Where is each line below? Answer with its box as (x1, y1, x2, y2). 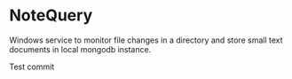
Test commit (9, 61, 55, 72)
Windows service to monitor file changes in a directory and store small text (9, 35, 283, 45)
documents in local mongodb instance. (9, 43, 152, 54)
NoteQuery (9, 5, 93, 26)
